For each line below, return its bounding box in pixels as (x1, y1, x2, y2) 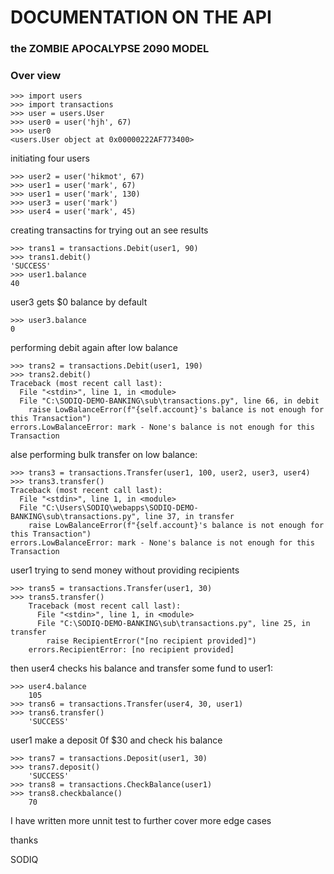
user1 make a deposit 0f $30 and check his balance (10, 734, 223, 746)
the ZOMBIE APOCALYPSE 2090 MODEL (10, 42, 210, 56)
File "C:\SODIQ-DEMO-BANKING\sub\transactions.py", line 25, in (36, 619, 311, 629)
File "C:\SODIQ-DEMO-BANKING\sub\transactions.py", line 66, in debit (19, 396, 320, 406)
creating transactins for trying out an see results (10, 224, 209, 236)
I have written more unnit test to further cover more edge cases (10, 815, 272, 827)
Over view (10, 69, 62, 83)
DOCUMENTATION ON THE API (10, 6, 272, 29)
